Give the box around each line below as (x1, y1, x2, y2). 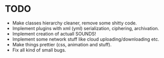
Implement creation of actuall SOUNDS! (12, 31, 96, 37)
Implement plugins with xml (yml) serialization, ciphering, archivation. (12, 25, 159, 31)
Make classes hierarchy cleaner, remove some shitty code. (12, 20, 137, 26)
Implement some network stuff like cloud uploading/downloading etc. (12, 36, 160, 42)
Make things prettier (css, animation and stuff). (12, 41, 112, 47)
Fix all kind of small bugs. (12, 47, 66, 53)
